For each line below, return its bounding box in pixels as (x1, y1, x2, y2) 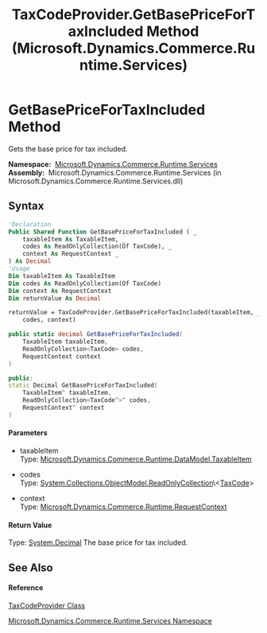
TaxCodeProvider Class (8, 600, 86, 610)
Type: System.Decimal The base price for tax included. (8, 538, 188, 547)
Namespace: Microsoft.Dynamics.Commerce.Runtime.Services (8, 159, 219, 168)
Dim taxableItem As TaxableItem (8, 272, 115, 280)
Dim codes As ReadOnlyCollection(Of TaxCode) (8, 280, 161, 288)
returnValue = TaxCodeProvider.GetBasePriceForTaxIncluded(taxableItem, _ (8, 308, 261, 317)
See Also (8, 561, 53, 574)
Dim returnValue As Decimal (8, 294, 102, 303)
